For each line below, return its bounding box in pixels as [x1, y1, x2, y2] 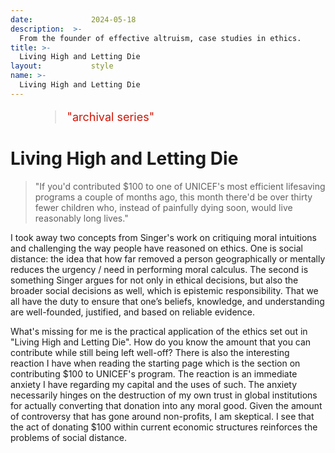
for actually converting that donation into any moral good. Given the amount [10, 399, 323, 411]
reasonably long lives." [34, 212, 129, 224]
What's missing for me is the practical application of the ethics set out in [10, 325, 308, 337]
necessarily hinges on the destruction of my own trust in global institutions [10, 389, 318, 401]
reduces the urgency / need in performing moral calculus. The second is [10, 263, 309, 275]
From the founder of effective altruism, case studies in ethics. [19, 33, 302, 43]
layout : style [10, 61, 114, 71]
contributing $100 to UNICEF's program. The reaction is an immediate [10, 367, 298, 380]
